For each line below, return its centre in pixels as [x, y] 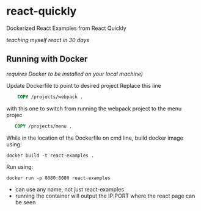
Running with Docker [47, 59]
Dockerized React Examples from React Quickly [66, 28]
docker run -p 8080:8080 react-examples [59, 178]
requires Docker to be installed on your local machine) [75, 74]
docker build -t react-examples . [50, 156]
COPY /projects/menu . [43, 126]
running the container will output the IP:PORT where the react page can [105, 196]
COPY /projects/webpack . [50, 97]
